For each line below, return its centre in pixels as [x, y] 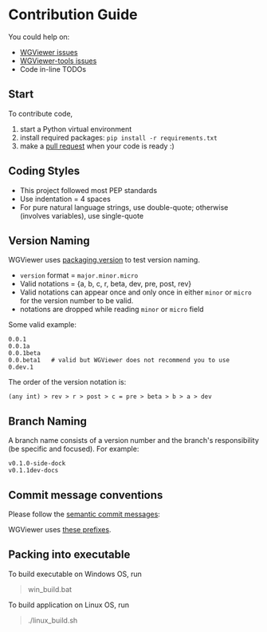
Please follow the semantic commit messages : [84, 514]
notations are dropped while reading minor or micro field [112, 310]
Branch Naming [48, 421]
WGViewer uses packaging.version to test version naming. [104, 260]
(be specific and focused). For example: [74, 449]
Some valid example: [43, 325]
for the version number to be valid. [77, 301]
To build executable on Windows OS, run [75, 574]
